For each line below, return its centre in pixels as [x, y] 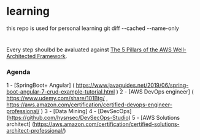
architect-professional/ [35, 131]
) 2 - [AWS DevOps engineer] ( [155, 92]
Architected [21, 56]
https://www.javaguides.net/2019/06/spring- [132, 85]
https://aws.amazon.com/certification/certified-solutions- [106, 124]
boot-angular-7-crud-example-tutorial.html [61, 92]
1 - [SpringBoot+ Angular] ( [40, 85]
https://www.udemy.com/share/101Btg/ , [57, 98]
